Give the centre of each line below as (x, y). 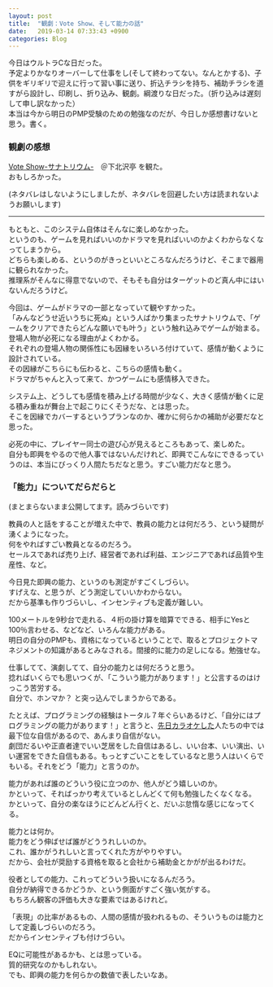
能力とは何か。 (33, 831)
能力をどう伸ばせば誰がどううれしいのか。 (80, 841)
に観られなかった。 (41, 270)
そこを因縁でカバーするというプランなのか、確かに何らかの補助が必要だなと (136, 416)
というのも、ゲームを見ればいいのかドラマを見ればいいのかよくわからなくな (136, 239)
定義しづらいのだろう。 (61, 927)
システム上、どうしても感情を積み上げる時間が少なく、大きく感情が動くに (133, 396)
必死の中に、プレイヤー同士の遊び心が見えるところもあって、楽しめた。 (129, 444)
